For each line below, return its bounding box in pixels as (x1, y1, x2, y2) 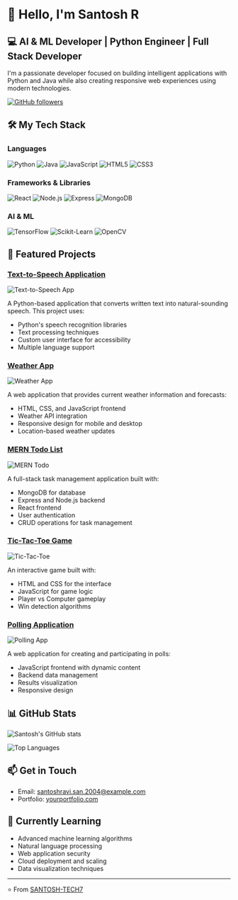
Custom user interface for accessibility (17, 335, 131, 344)
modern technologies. (7, 84, 72, 92)
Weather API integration (17, 412, 88, 420)
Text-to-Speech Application (7, 269, 106, 279)
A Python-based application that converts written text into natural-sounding (7, 299, 229, 308)
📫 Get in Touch (7, 765, 77, 777)
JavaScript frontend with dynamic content (17, 663, 141, 672)
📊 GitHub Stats (7, 707, 76, 719)
